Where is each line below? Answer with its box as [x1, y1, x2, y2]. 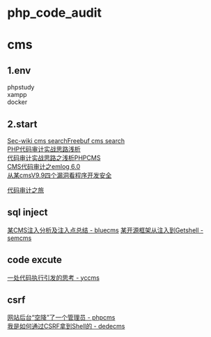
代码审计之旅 [7, 186, 44, 194]
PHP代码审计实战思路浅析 [7, 145, 81, 153]
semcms [7, 234, 32, 242]
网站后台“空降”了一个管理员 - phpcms [7, 313, 116, 322]
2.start [7, 118, 38, 130]
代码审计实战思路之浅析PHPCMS [7, 153, 101, 162]
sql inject [7, 207, 48, 218]
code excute [7, 254, 63, 266]
